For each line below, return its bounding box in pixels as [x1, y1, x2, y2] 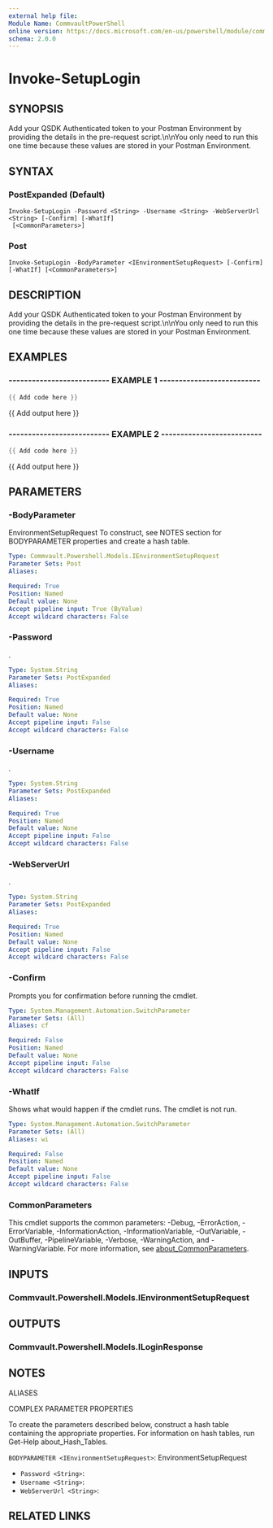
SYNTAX [8, 164, 54, 178]
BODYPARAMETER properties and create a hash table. [8, 536, 190, 546]
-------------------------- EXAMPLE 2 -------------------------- [8, 428, 262, 439]
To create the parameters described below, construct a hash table [8, 1419, 230, 1429]
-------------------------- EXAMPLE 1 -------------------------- [8, 375, 261, 386]
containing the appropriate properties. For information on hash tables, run [8, 1428, 255, 1438]
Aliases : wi [8, 1135, 49, 1143]
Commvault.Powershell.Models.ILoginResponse [8, 1341, 204, 1352]
